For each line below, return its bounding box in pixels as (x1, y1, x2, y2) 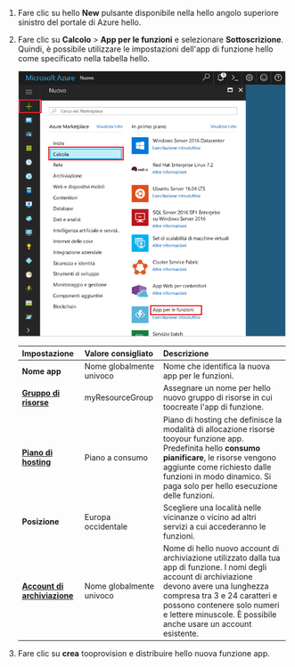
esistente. (163, 628, 199, 639)
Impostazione (21, 347, 74, 359)
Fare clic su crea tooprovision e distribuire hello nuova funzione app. (17, 647, 270, 658)
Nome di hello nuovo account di (163, 543, 279, 554)
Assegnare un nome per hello (163, 383, 272, 394)
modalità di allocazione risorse (163, 423, 275, 435)
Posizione (21, 517, 60, 527)
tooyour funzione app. (163, 433, 244, 443)
